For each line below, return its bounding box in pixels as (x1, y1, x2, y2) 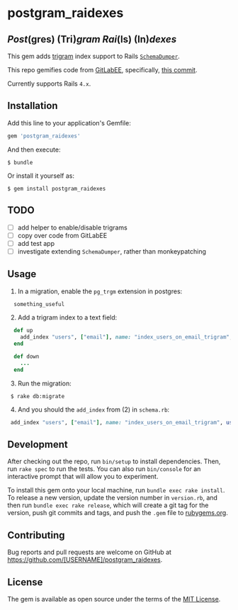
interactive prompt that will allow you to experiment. (7, 473, 159, 481)
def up (13, 327, 33, 334)
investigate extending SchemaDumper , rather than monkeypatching (17, 247, 207, 256)
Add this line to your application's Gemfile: (7, 118, 131, 127)
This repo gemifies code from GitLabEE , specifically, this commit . (7, 66, 198, 74)
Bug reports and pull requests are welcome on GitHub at (7, 548, 172, 557)
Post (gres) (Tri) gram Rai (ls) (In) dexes (7, 33, 177, 45)
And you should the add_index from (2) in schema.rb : (17, 405, 170, 414)
